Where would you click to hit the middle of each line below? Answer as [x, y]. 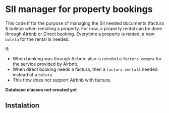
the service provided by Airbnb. [45, 64]
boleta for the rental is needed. [38, 39]
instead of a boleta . [33, 74]
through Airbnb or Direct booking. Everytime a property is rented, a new [80, 34]
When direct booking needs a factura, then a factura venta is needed [85, 69]
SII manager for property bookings [79, 9]
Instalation [22, 106]
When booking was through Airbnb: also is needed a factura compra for [87, 58]
